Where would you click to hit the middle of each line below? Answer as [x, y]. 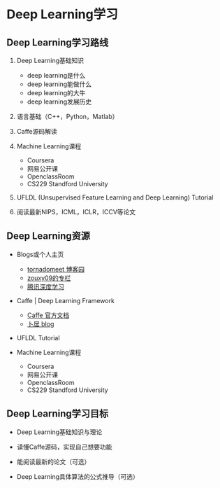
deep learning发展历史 [59, 102]
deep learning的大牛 [56, 93]
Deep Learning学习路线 [58, 42]
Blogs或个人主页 [40, 254]
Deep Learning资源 [48, 236]
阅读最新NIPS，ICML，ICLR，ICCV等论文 [76, 212]
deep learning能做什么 [59, 84]
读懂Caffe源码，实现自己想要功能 [64, 447]
